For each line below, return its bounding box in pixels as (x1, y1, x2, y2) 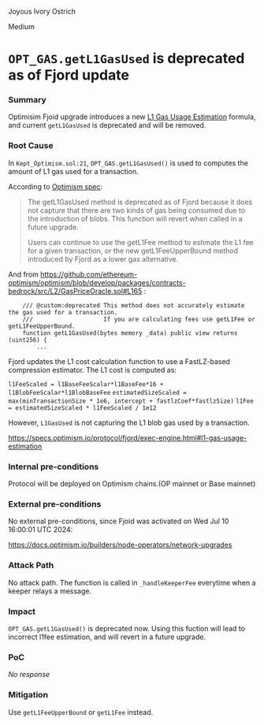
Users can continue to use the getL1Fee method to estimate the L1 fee (27, 237, 254, 247)
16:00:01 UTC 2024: (8, 525, 73, 534)
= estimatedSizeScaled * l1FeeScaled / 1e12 (8, 403, 157, 412)
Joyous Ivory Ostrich (8, 7, 76, 16)
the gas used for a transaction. (8, 308, 118, 316)
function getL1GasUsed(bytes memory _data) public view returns (22, 329, 238, 337)
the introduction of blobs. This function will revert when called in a (27, 214, 243, 223)
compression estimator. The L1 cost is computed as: (8, 365, 177, 374)
